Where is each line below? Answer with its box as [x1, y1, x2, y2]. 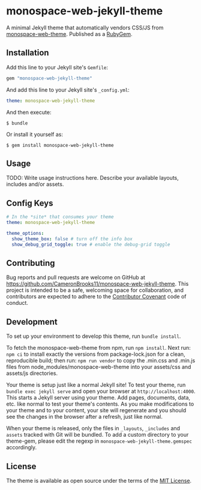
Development [6, 316, 58, 327]
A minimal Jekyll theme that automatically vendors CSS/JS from [6, 24, 164, 31]
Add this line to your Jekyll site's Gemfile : [6, 63, 109, 71]
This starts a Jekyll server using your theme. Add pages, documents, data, [6, 394, 191, 401]
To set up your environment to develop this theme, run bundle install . [6, 332, 181, 340]
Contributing [6, 258, 55, 268]
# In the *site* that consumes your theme [6, 214, 114, 220]
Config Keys [6, 198, 53, 208]
